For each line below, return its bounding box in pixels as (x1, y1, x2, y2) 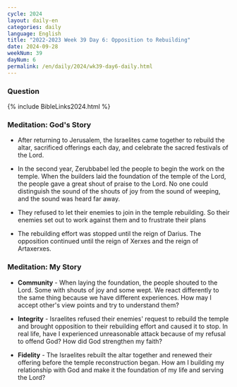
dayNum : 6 (7, 56, 37, 64)
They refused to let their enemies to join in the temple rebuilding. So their (17, 208, 231, 217)
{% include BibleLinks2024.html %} (7, 102, 111, 110)
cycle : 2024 (7, 10, 42, 18)
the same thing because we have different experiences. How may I (17, 293, 212, 302)
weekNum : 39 (7, 50, 42, 57)
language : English (7, 30, 61, 37)
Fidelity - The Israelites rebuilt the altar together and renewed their (17, 350, 213, 359)
